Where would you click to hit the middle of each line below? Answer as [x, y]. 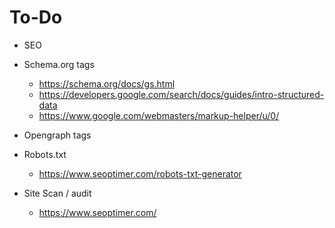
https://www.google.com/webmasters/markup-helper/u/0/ [159, 115]
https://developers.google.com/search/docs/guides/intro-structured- [181, 94]
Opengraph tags [57, 135]
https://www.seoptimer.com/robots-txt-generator [140, 173]
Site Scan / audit [57, 193]
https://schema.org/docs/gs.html [107, 83]
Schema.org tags [59, 64]
